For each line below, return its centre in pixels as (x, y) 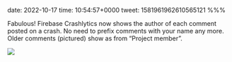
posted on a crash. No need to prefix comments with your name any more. (116, 31)
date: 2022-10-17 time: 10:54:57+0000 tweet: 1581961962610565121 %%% (117, 10)
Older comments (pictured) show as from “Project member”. (95, 38)
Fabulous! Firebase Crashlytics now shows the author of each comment (112, 23)
